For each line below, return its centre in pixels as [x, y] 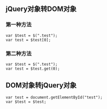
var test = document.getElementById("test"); [54, 97]
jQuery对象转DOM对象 [41, 9]
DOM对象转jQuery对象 [41, 86]
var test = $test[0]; [28, 40]
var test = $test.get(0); [33, 69]
